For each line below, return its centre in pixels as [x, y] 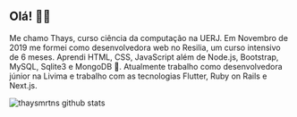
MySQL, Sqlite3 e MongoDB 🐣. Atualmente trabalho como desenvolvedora [146, 66]
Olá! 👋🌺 [30, 17]
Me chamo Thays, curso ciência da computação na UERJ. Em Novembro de [149, 38]
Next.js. [23, 85]
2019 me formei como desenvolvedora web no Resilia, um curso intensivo [145, 47]
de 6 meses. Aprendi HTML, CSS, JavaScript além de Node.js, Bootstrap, [144, 57]
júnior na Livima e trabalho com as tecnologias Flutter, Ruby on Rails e [138, 76]
